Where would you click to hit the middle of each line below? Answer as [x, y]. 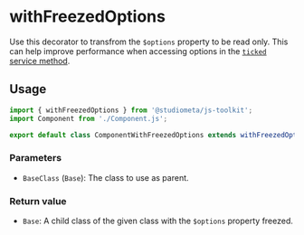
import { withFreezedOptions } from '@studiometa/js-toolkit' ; [131, 110]
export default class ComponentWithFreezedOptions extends [123, 135]
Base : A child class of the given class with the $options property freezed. [158, 221]
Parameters [35, 158]
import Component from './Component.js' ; [89, 118]
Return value [38, 201]
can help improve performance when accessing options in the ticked [138, 51]
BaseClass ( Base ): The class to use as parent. [105, 177]
